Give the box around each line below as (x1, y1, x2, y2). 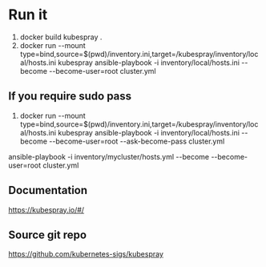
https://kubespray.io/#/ (8, 204, 85, 214)
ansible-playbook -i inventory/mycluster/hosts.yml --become (8, 152, 210, 161)
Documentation (8, 184, 88, 197)
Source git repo (8, 228, 87, 241)
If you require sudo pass (8, 90, 132, 103)
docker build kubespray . (19, 32, 103, 42)
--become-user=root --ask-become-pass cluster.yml (49, 136, 225, 146)
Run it (8, 6, 48, 24)
